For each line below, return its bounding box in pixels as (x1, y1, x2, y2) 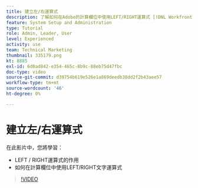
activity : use (6, 42, 41, 48)
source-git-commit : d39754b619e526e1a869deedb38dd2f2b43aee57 (6, 74, 162, 80)
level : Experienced (6, 36, 54, 42)
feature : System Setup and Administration (6, 19, 112, 25)
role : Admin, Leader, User (6, 31, 72, 37)
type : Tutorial (6, 25, 44, 31)
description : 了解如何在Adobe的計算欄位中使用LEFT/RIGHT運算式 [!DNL (6, 14, 166, 20)
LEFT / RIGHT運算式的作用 (14, 156, 80, 163)
